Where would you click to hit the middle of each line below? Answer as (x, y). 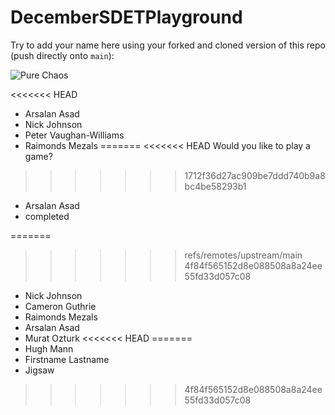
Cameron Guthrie (60, 306)
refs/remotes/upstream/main (243, 255)
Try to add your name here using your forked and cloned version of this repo (168, 45)
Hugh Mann (49, 348)
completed (47, 216)
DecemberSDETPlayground (126, 17)
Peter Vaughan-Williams (74, 135)
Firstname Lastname (67, 359)
